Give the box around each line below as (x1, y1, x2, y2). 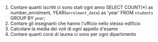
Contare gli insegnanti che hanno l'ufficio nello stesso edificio (10, 20, 141, 26)
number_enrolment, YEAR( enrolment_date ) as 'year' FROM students (10, 10, 153, 16)
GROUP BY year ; (10, 15, 46, 21)
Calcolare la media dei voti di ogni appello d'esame (10, 26, 118, 32)
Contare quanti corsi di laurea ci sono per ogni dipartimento (10, 31, 136, 37)
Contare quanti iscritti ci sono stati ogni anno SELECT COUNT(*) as (10, 5, 153, 10)
